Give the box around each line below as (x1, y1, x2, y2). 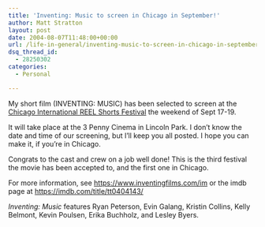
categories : (8, 63, 47, 71)
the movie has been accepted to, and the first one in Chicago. (8, 162, 209, 172)
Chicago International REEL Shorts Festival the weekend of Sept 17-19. (8, 107, 237, 117)
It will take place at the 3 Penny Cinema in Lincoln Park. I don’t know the (8, 122, 242, 132)
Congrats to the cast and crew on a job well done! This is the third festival (8, 154, 247, 164)
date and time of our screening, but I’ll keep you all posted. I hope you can (8, 131, 250, 140)
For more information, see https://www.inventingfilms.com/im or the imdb (8, 178, 247, 188)
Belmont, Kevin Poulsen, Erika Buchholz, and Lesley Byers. (8, 210, 200, 219)
